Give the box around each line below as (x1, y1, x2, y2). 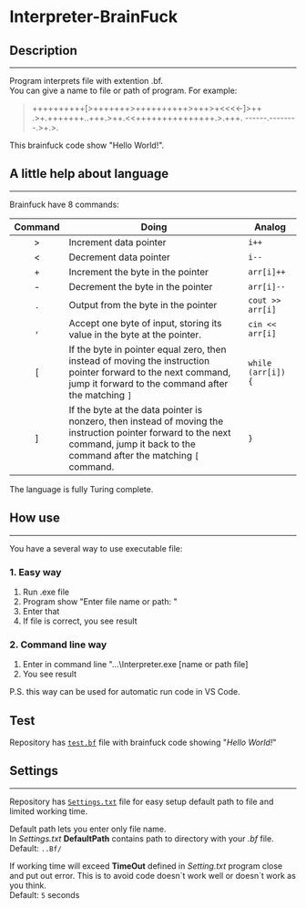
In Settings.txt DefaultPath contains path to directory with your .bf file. (9, 832, 275, 844)
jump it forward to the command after (68, 377, 229, 389)
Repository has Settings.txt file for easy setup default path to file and (9, 796, 274, 807)
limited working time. (9, 805, 88, 817)
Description (9, 43, 77, 58)
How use (9, 511, 61, 526)
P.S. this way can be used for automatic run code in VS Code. (9, 686, 240, 697)
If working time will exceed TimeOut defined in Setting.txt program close (9, 860, 283, 872)
